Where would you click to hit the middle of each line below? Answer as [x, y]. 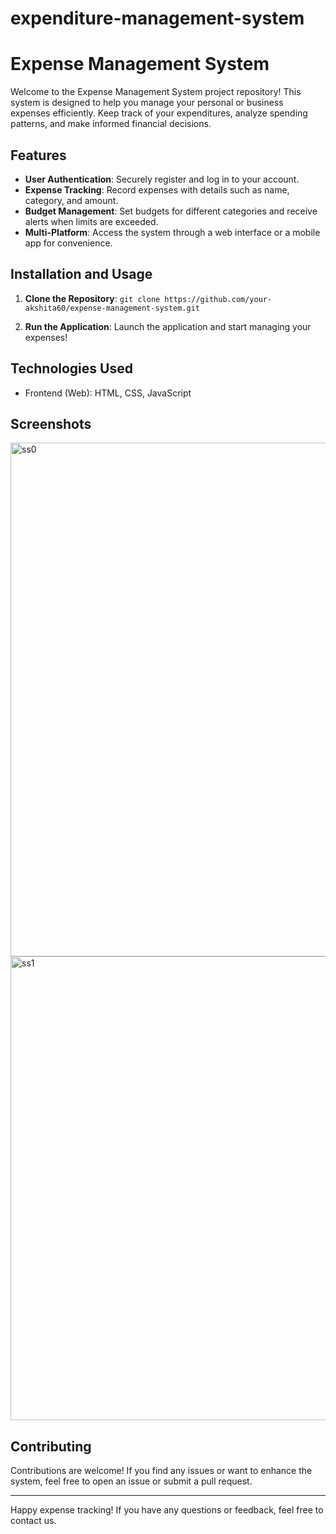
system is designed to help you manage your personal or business [147, 103]
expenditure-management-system [157, 18]
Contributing [51, 1446]
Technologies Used [71, 368]
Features [38, 155]
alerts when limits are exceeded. [91, 221]
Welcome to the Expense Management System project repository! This [156, 92]
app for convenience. [68, 243]
